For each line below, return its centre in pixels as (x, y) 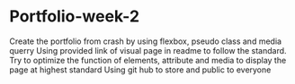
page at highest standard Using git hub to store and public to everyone (140, 70)
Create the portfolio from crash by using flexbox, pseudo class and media (145, 41)
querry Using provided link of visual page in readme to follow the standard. (148, 50)
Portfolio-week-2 (75, 17)
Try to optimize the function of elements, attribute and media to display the (148, 60)
